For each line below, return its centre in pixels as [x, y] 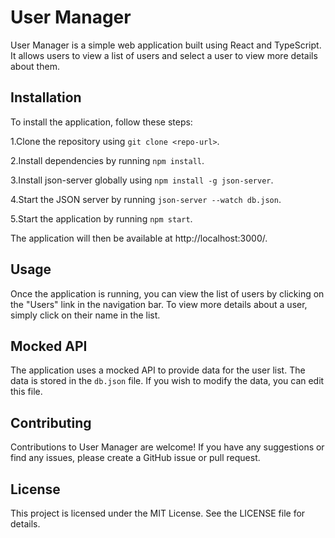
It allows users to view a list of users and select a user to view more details [164, 55]
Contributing [51, 422]
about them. [35, 66]
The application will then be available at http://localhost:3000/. [139, 238]
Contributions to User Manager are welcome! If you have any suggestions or [167, 447]
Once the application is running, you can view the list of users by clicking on [167, 293]
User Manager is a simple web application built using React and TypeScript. [166, 45]
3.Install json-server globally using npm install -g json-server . [142, 180]
